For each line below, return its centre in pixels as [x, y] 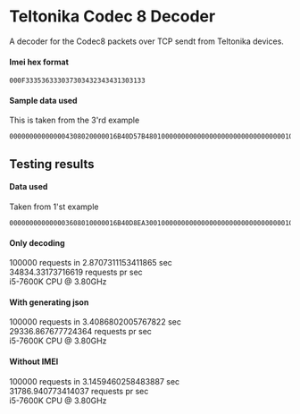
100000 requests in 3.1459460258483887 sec [95, 381]
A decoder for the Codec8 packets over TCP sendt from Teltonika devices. [146, 41]
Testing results [52, 164]
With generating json [49, 302]
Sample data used [43, 100]
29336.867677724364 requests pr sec [80, 332]
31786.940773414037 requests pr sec [79, 391]
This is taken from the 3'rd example [75, 120]
